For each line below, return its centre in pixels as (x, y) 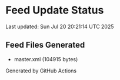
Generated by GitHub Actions (41, 71)
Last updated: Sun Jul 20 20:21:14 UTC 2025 (60, 26)
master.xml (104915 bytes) (46, 59)
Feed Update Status (55, 10)
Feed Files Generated (45, 45)
